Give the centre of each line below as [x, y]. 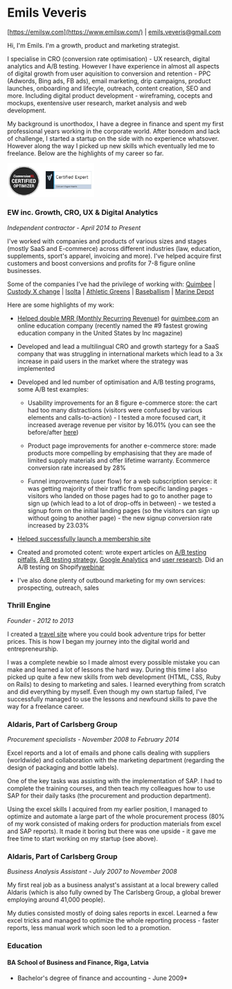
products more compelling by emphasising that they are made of [120, 453]
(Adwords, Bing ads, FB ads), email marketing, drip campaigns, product [109, 80]
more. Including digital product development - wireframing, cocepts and [110, 96]
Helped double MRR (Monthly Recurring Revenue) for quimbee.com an [118, 318]
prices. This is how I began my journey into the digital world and [98, 641]
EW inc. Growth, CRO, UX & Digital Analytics [83, 213]
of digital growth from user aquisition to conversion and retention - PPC [109, 73]
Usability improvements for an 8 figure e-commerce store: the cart [123, 403]
